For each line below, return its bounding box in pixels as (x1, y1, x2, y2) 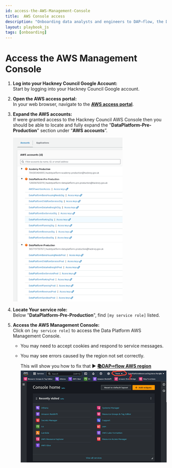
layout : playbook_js (5, 25, 50, 30)
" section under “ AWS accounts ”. (36, 127, 107, 134)
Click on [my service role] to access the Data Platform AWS (12, 328, 142, 334)
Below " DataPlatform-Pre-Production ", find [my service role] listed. (12, 312, 160, 318)
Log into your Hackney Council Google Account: (12, 80, 118, 87)
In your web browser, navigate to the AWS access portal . (12, 101, 134, 108)
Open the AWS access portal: (12, 96, 77, 102)
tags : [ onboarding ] (5, 30, 47, 35)
